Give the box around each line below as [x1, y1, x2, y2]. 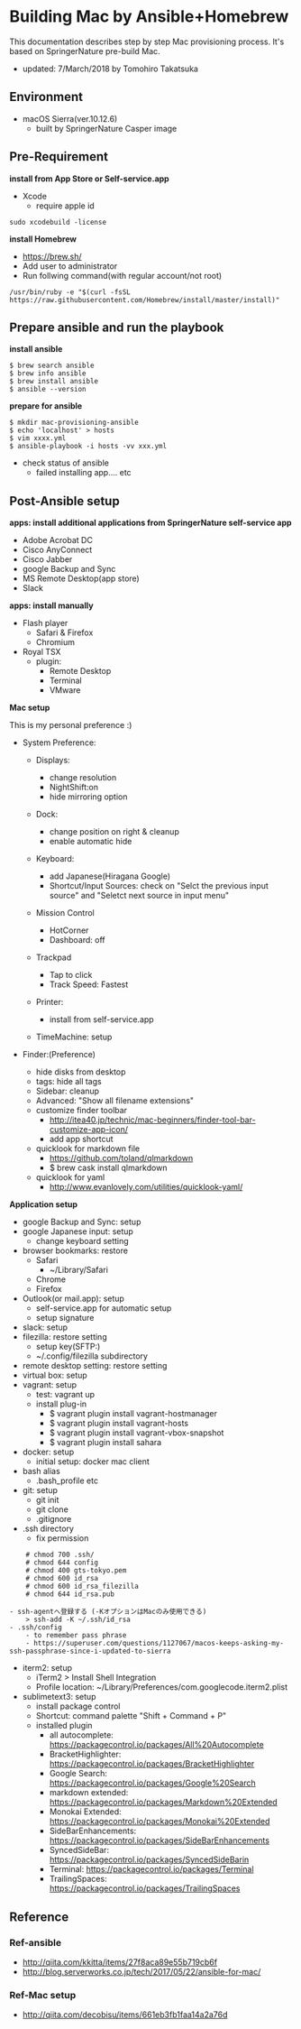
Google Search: [49, 1768, 108, 1779]
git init [35, 1495, 59, 1506]
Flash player [22, 618, 68, 629]
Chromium [35, 637, 75, 648]
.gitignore [35, 1514, 72, 1525]
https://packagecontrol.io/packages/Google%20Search [49, 1777, 256, 1788]
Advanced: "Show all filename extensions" [35, 1095, 195, 1106]
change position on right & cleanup [49, 826, 180, 837]
